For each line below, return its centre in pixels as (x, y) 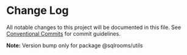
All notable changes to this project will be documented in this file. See (94, 27)
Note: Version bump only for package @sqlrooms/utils (75, 45)
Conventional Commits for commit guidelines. (63, 33)
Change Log (37, 11)
